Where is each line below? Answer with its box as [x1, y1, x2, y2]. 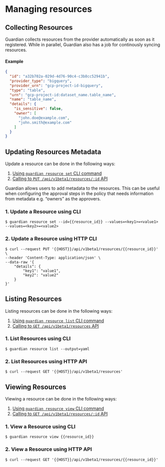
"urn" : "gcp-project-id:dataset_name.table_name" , [9, 92, 116, 97]
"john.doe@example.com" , [18, 115, 70, 120]
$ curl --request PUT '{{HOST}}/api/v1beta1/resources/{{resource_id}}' [5, 247, 159, 252]
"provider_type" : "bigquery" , [9, 78, 72, 83]
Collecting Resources [5, 23, 73, 32]
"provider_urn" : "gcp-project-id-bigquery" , [9, 83, 103, 88]
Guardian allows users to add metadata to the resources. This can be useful [5, 185, 160, 192]
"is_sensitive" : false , [14, 106, 63, 111]
